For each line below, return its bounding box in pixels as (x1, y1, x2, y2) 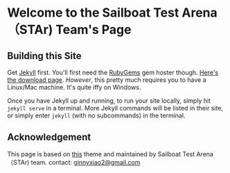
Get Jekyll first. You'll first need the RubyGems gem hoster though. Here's (7, 68, 219, 76)
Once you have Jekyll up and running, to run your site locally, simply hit (7, 97, 211, 105)
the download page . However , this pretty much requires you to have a (7, 76, 206, 84)
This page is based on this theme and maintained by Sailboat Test (7, 149, 195, 158)
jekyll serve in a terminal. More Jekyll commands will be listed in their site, (7, 104, 224, 112)
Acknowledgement (7, 131, 91, 143)
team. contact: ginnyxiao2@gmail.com (30, 158, 141, 166)
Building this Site (7, 50, 82, 62)
